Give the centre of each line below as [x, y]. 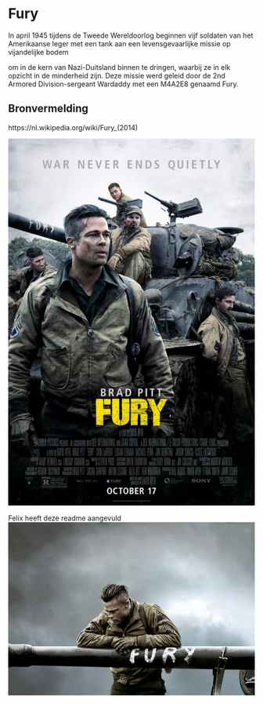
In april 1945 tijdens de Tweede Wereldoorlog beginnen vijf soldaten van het [131, 35]
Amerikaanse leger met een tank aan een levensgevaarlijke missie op [119, 43]
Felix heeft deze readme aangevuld [65, 518]
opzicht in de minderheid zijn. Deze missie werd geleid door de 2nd [117, 75]
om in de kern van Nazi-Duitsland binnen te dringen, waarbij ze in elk [119, 67]
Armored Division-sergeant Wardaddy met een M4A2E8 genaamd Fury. [123, 84]
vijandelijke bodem [38, 52]
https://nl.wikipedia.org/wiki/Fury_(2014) [73, 127]
